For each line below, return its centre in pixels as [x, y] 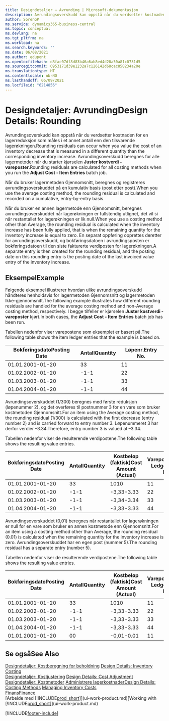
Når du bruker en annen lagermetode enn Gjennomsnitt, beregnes [74, 208]
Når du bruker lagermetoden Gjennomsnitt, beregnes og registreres [75, 182]
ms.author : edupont [26, 57]
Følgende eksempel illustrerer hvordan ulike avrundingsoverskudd [74, 290]
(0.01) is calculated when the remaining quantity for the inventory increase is [84, 537]
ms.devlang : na [21, 33]
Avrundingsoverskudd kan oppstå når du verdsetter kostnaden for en [77, 135]
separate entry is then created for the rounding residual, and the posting [80, 251]
